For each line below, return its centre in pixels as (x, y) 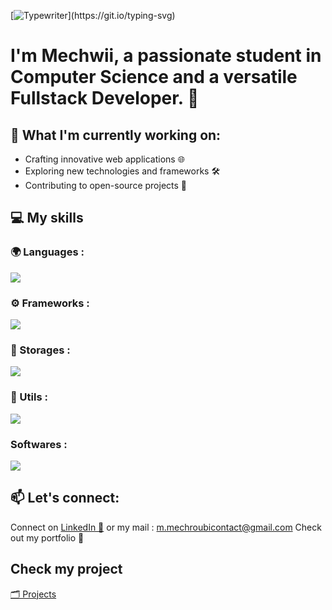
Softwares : (39, 444)
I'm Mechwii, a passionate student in (166, 56)
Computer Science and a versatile (154, 77)
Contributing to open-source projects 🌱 (106, 185)
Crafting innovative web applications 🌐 (104, 159)
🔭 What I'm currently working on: (116, 135)
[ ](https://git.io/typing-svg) (93, 15)
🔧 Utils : (29, 397)
